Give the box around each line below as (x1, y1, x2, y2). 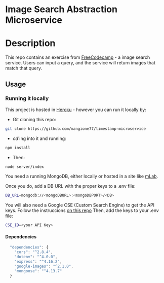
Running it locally (5, 95, 49, 102)
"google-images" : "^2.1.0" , (14, 264, 73, 269)
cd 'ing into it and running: (12, 135, 67, 141)
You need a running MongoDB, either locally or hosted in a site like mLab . (5, 173, 158, 180)
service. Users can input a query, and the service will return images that (5, 60, 155, 66)
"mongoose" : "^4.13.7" (14, 268, 62, 273)
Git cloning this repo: (12, 116, 57, 122)
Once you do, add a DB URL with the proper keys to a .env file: (5, 183, 136, 189)
